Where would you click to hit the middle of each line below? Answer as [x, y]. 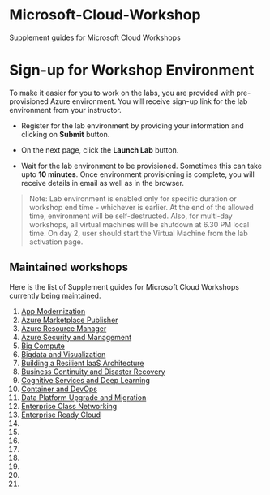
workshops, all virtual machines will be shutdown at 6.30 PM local [139, 224]
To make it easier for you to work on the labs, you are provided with [122, 93]
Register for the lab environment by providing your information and [132, 125]
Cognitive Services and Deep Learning [86, 380]
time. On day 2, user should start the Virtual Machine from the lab [138, 233]
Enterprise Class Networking [69, 406]
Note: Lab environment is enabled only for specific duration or [133, 198]
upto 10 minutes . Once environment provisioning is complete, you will [137, 174]
